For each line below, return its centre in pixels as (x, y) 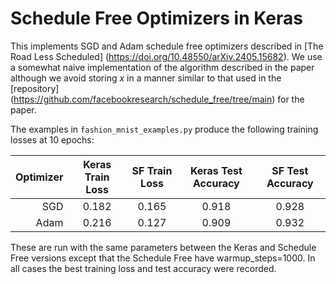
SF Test (290, 170)
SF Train (152, 170)
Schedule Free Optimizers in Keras (156, 18)
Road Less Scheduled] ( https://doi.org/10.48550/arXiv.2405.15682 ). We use (166, 56)
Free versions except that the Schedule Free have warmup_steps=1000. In (163, 258)
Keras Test (216, 170)
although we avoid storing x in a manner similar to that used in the (146, 78)
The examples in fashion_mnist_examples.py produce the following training (164, 129)
